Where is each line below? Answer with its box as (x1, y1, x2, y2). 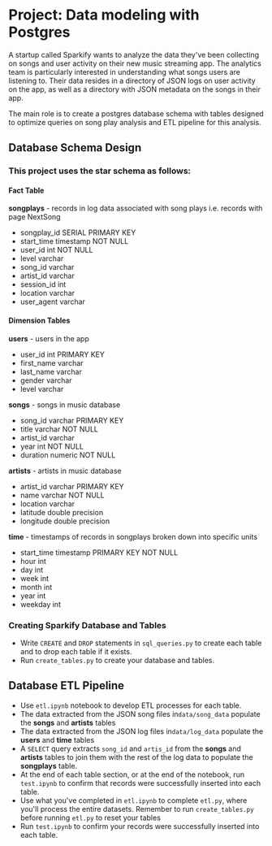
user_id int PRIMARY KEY (19, 349, 106, 359)
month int (19, 582, 53, 592)
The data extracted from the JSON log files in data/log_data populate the (19, 726, 264, 736)
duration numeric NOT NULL (19, 449, 116, 460)
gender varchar (19, 375, 72, 385)
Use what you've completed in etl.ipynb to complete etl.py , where (19, 795, 248, 805)
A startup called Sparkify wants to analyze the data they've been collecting (8, 50, 260, 59)
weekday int (19, 599, 61, 609)
